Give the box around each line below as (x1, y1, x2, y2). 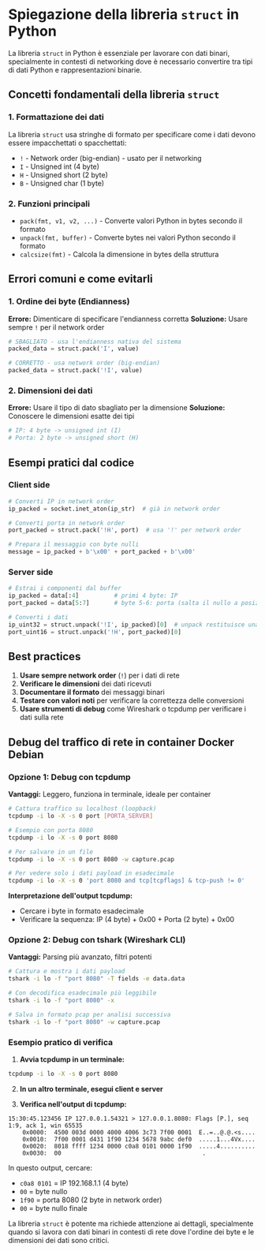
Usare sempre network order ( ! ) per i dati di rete (19, 670, 180, 680)
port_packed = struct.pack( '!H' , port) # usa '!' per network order (8, 526, 242, 534)
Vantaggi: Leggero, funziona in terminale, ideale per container (8, 790, 211, 799)
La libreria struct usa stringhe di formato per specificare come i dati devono (8, 129, 256, 139)
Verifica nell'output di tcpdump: (19, 1099, 127, 1109)
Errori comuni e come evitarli (8, 272, 153, 286)
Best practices (8, 650, 81, 663)
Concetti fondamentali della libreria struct (8, 88, 219, 102)
